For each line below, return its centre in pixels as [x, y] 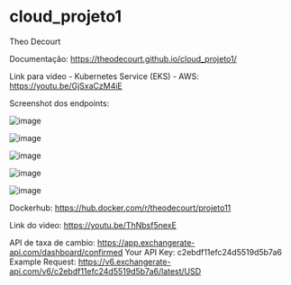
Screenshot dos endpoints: [59, 103]
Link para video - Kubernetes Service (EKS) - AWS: [105, 76]
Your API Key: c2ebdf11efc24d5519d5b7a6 [203, 252]
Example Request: [43, 262]
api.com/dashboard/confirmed [66, 252]
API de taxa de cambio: [53, 242]
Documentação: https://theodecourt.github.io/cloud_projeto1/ [123, 58]
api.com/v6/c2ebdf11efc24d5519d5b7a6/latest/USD [105, 271]
